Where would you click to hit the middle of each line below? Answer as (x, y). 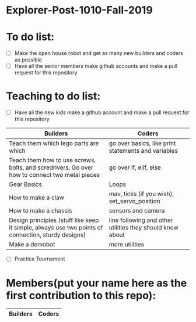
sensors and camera (137, 211)
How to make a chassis (41, 211)
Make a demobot (32, 245)
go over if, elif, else (135, 167)
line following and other (141, 220)
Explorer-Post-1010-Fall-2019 (79, 10)
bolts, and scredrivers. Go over (51, 167)
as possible (28, 60)
